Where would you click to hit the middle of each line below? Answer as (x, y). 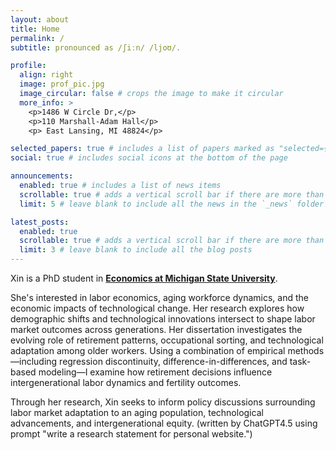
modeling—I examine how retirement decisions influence (155, 372)
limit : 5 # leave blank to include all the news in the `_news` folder (172, 204)
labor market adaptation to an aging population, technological (137, 412)
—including (34, 361)
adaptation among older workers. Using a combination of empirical (148, 350)
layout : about (40, 19)
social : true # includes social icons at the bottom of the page (149, 158)
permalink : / (37, 38)
